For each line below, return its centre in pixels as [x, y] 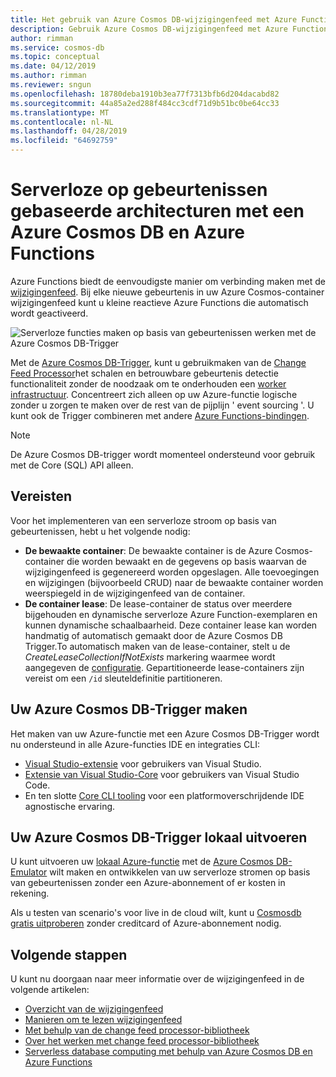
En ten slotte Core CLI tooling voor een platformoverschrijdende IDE [164, 795]
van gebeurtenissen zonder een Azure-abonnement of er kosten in [148, 883]
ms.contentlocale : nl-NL [62, 122]
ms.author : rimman [48, 76]
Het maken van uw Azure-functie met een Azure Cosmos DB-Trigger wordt [165, 733]
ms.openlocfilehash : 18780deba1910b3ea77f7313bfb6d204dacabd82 [145, 94]
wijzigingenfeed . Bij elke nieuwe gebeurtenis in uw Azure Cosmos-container [167, 292]
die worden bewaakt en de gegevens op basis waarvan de [186, 561]
